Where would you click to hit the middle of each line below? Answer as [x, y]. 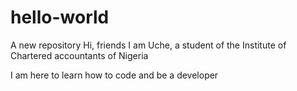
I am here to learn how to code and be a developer [114, 75]
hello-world [60, 17]
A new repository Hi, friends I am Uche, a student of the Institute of [148, 45]
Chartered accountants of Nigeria [79, 55]
